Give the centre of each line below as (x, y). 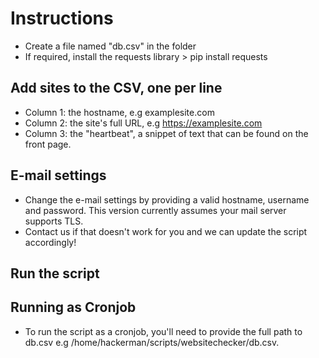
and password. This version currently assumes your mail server (155, 210)
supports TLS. (54, 221)
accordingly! (50, 242)
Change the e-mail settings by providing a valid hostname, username (167, 199)
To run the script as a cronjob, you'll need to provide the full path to (163, 331)
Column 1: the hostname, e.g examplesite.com (119, 112)
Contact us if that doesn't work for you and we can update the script (166, 231)
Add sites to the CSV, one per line (116, 88)
